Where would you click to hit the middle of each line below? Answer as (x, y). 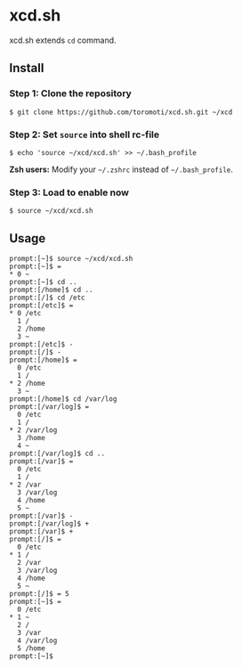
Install (27, 68)
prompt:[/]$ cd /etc (48, 298)
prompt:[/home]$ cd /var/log (63, 399)
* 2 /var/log (33, 430)
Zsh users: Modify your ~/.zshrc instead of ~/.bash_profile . (121, 169)
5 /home (32, 649)
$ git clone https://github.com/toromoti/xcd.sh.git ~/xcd (121, 112)
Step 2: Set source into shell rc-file (85, 135)
